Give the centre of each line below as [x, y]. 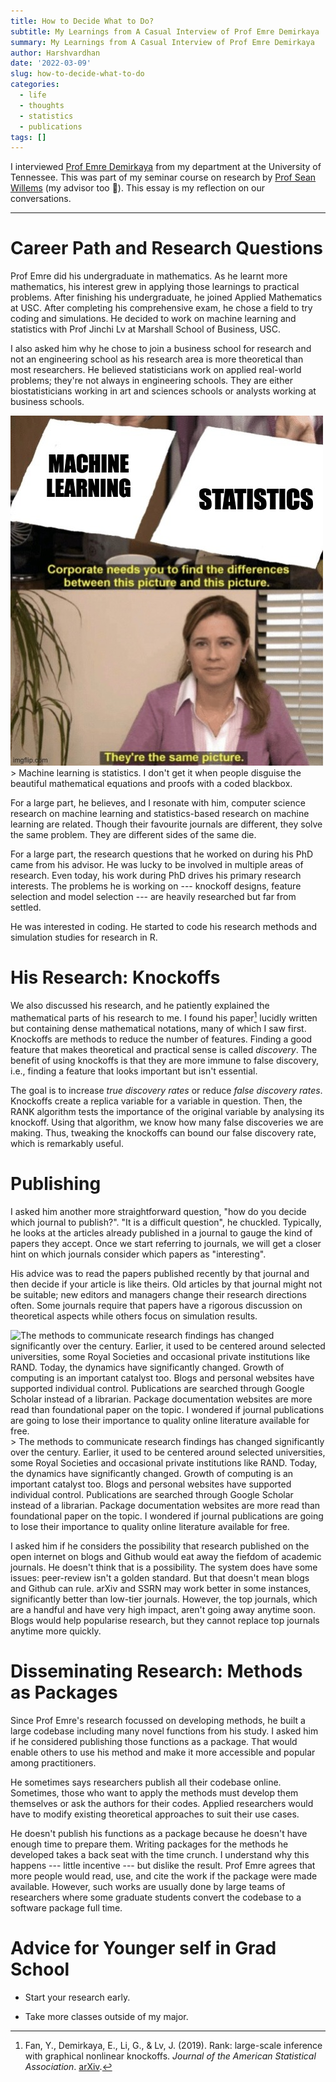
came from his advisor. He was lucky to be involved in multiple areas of [157, 865]
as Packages [64, 1692]
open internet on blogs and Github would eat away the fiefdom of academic [166, 1556]
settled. [26, 907]
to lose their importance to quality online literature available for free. [150, 1526]
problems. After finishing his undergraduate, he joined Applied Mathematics [166, 297]
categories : [35, 85]
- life [33, 95]
